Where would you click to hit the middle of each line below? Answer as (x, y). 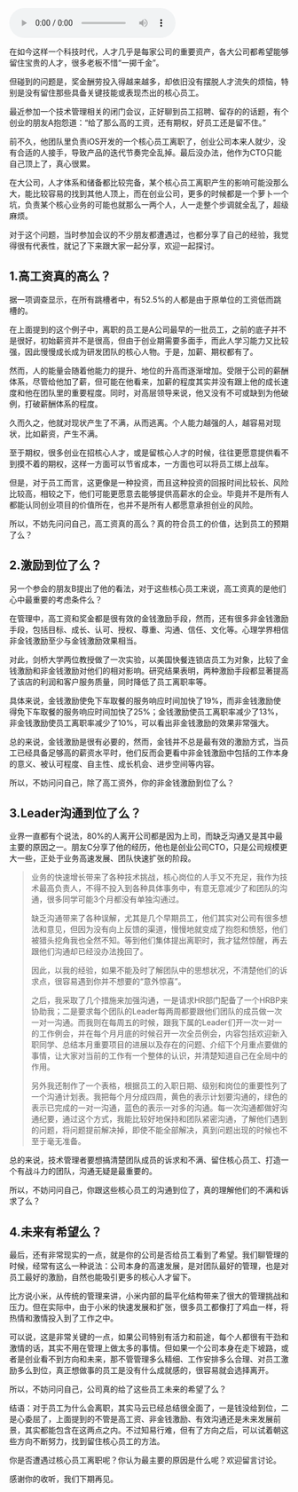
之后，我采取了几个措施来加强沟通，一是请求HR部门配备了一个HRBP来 (159, 1000)
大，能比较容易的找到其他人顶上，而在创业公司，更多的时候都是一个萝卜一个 (149, 193)
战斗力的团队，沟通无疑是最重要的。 (90, 1172)
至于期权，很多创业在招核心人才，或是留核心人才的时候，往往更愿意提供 (141, 453)
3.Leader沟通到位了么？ (75, 813)
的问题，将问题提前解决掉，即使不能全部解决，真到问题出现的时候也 (155, 1130)
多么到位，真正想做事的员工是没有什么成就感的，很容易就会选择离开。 (145, 1370)
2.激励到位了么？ (56, 566)
